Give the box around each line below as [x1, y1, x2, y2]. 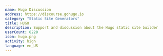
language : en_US [5, 43, 38, 48]
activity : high [5, 39, 36, 44]
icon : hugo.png [5, 35, 36, 39]
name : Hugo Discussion [5, 7, 51, 12]
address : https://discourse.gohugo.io [5, 12, 84, 17]
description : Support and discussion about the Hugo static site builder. [5, 25, 161, 30]
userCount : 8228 [5, 30, 38, 35]
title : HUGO [5, 20, 29, 26]
